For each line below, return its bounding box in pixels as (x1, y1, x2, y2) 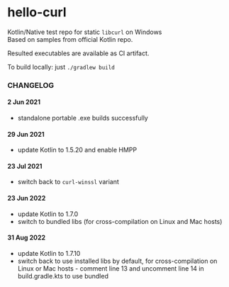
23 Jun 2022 (7, 194, 46, 203)
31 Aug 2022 (7, 233, 46, 242)
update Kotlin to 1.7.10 (17, 249, 81, 257)
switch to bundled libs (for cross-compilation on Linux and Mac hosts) (17, 217, 223, 225)
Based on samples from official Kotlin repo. (7, 35, 133, 43)
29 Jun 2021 (7, 130, 45, 138)
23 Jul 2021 (7, 162, 43, 170)
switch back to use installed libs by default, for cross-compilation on (17, 257, 218, 265)
